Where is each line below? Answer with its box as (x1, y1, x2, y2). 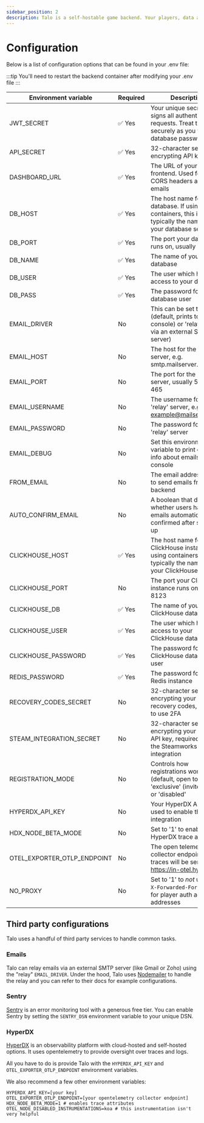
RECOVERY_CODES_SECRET (9, 698, 92, 707)
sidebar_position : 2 (6, 9, 59, 15)
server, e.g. (151, 352, 183, 361)
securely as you (151, 127, 196, 135)
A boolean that (151, 495, 192, 504)
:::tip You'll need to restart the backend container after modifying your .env (6, 72, 193, 80)
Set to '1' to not (151, 875, 195, 884)
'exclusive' (151, 783, 181, 791)
